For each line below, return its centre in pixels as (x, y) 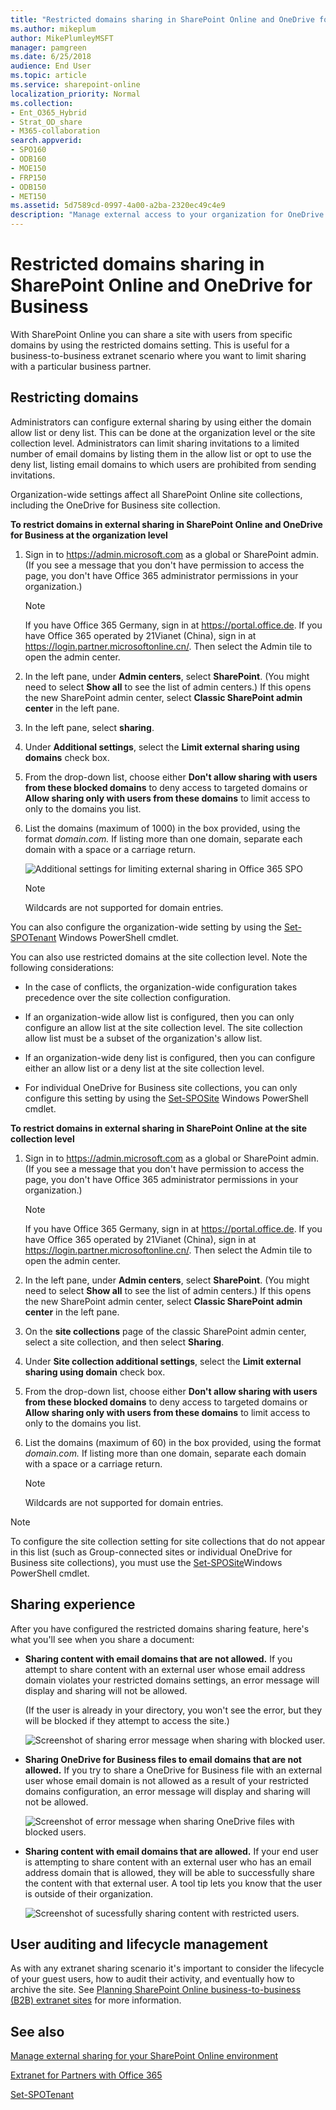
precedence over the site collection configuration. (128, 997)
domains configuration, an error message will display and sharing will (167, 1791)
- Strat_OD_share (46, 122)
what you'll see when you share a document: (102, 1639)
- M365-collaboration (55, 131)
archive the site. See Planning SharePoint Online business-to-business (156, 1990)
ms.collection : (42, 103)
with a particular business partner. (81, 366)
